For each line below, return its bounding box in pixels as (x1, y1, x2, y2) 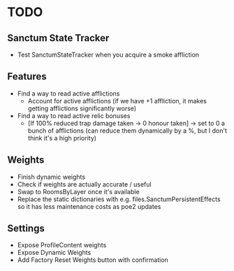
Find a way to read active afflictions (17, 89, 120, 98)
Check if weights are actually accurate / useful (17, 180, 152, 189)
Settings (7, 223, 45, 235)
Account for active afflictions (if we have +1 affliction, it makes (27, 96, 207, 105)
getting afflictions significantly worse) (27, 104, 137, 112)
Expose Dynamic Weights (17, 249, 92, 257)
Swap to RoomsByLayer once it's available (17, 187, 140, 196)
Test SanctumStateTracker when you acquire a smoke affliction (17, 50, 200, 59)
